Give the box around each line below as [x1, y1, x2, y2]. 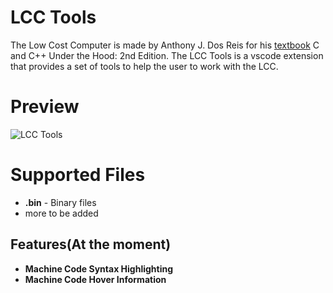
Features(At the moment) [10, 236, 172, 253]
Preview [10, 96, 80, 118]
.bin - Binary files [24, 196, 97, 208]
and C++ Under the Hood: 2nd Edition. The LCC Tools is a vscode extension [10, 49, 324, 61]
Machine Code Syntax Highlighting [24, 262, 174, 275]
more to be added [24, 207, 99, 219]
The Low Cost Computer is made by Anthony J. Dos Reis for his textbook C [10, 39, 320, 51]
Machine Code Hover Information [24, 273, 167, 285]
